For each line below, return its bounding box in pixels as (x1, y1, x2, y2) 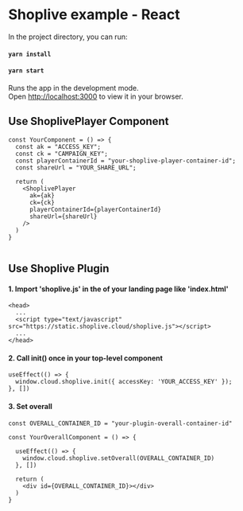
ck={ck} (29, 198, 56, 206)
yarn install (8, 50, 52, 58)
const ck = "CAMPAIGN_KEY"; (15, 150, 109, 158)
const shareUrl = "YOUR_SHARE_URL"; (15, 163, 137, 172)
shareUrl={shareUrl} (29, 213, 98, 220)
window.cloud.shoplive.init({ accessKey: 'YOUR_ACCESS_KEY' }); (15, 378, 233, 386)
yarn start (8, 67, 44, 75)
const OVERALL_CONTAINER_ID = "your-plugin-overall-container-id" (8, 419, 233, 427)
